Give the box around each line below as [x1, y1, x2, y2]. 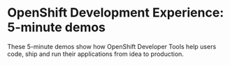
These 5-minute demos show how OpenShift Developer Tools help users [7, 42, 217, 50]
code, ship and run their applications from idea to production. [7, 50, 184, 58]
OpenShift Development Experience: [7, 5, 224, 21]
